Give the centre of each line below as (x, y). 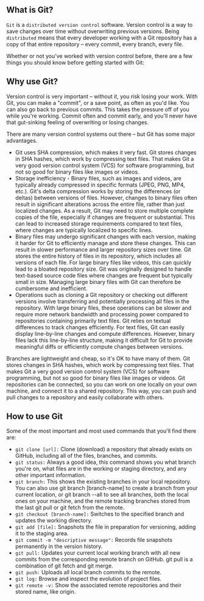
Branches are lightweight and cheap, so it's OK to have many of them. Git (98, 358)
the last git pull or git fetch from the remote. (70, 508)
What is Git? (30, 10)
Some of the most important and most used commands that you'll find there (101, 431)
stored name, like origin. (45, 592)
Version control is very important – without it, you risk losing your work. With (102, 96)
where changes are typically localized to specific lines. (84, 230)
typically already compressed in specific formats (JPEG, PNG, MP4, (100, 185)
